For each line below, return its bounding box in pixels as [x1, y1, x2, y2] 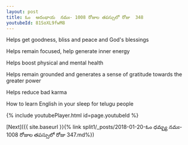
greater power [6, 77, 41, 84]
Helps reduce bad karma [6, 89, 67, 96]
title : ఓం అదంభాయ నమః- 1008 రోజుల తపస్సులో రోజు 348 [6, 14, 144, 20]
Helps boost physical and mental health [6, 59, 103, 66]
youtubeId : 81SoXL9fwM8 [6, 20, 66, 26]
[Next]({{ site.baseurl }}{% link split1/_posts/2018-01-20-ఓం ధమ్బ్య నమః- [6, 124, 183, 131]
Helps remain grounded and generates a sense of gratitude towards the [6, 71, 183, 78]
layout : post [6, 8, 39, 15]
